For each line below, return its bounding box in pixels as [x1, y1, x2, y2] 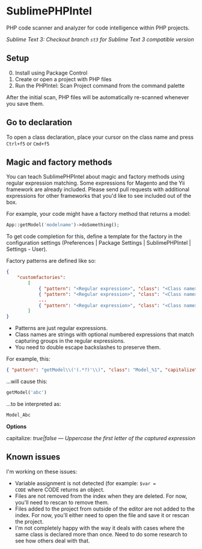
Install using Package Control [14, 69, 88, 76]
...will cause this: [6, 378, 48, 385]
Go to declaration [6, 117, 72, 127]
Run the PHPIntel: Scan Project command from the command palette [14, 82, 185, 89]
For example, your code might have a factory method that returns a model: [6, 210, 191, 218]
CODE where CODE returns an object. [14, 486, 105, 493]
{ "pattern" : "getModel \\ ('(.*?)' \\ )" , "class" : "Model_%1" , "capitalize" [6, 367, 198, 373]
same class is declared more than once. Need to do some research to [14, 530, 188, 538]
